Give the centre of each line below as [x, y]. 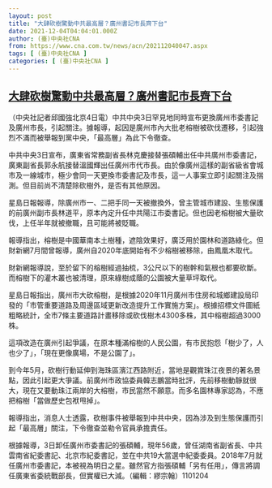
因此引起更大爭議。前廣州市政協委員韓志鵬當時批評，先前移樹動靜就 [136, 380]
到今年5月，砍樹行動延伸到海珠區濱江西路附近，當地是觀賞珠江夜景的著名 [131, 369]
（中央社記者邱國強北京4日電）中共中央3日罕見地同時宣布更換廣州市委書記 [134, 117]
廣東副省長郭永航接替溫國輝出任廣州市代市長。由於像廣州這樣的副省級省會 [132, 165]
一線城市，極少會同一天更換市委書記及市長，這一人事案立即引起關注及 [139, 175]
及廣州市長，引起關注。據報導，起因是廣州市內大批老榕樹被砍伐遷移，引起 [132, 127]
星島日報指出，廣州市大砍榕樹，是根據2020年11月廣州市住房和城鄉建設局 [130, 295]
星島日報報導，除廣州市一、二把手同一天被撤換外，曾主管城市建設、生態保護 [136, 202]
